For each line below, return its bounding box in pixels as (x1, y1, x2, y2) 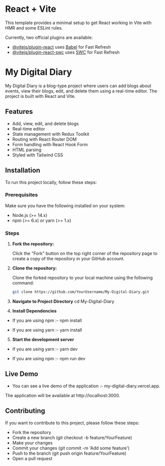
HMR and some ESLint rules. (5, 25, 63, 31)
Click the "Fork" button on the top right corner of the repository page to (12, 250, 158, 256)
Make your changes (12, 439, 53, 446)
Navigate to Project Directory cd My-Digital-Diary (12, 298, 115, 304)
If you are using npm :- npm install (12, 317, 82, 323)
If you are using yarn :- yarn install (12, 327, 82, 333)
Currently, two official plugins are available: (5, 34, 93, 40)
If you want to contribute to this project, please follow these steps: (5, 420, 139, 426)
